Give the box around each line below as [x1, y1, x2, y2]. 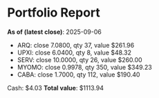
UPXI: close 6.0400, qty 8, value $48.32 [17, 48, 131, 57]
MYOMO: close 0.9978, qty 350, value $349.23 [17, 63, 152, 71]
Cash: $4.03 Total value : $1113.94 [7, 84, 104, 92]
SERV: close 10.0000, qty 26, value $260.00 [17, 55, 143, 63]
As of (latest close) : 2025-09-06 [7, 28, 102, 36]
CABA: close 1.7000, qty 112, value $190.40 [17, 70, 140, 79]
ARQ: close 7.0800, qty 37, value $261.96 [17, 41, 135, 49]
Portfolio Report [7, 5, 100, 21]
